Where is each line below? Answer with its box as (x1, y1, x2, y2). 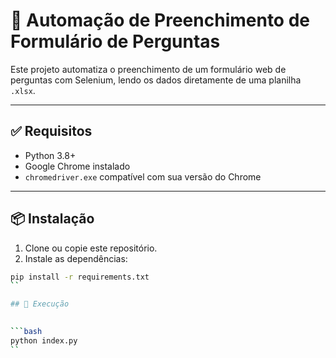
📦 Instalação (10, 210, 95, 228)
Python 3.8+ (24, 149, 77, 161)
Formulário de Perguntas (10, 30, 221, 53)
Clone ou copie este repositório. (24, 242, 158, 254)
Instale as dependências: (24, 252, 128, 264)
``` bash (10, 327, 43, 337)
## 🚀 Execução (10, 299, 70, 309)
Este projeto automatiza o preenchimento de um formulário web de (10, 63, 287, 75)
